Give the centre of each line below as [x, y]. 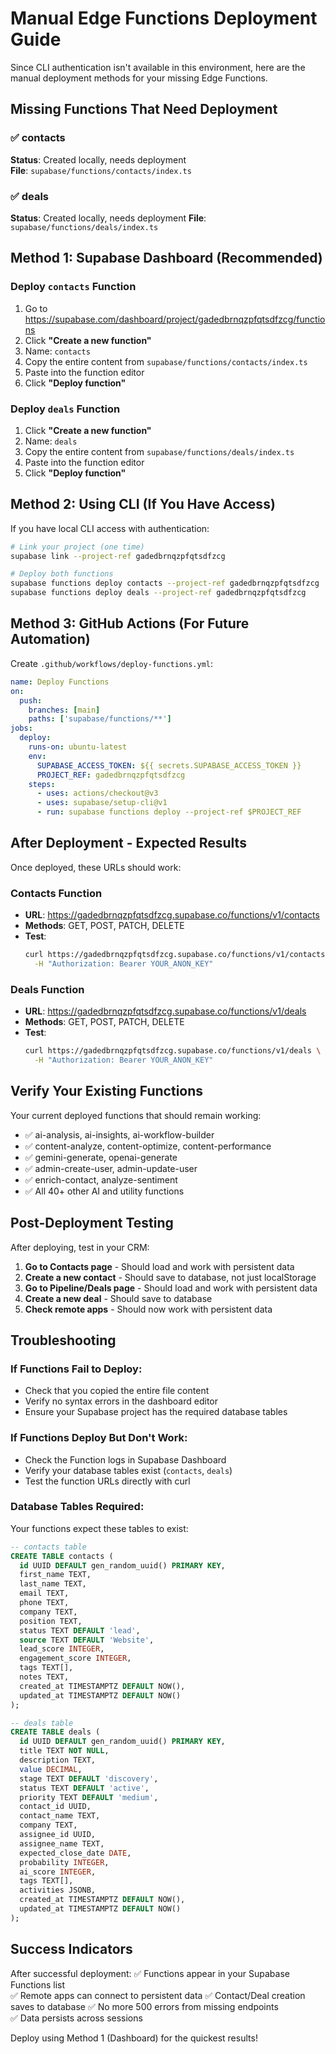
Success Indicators [71, 1949]
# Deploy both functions [62, 574]
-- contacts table [48, 1547]
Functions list [38, 1984]
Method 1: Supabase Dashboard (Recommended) [166, 258]
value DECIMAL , [51, 1769]
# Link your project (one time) [77, 547]
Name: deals [51, 441]
